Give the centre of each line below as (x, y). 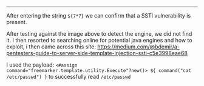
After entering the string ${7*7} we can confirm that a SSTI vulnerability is (99, 15)
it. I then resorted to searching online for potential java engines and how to (99, 40)
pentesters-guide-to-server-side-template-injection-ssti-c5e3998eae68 (97, 53)
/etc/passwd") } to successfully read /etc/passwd (69, 77)
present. (17, 22)
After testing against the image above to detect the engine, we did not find (99, 34)
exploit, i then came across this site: (51, 47)
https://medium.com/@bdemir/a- (138, 47)
